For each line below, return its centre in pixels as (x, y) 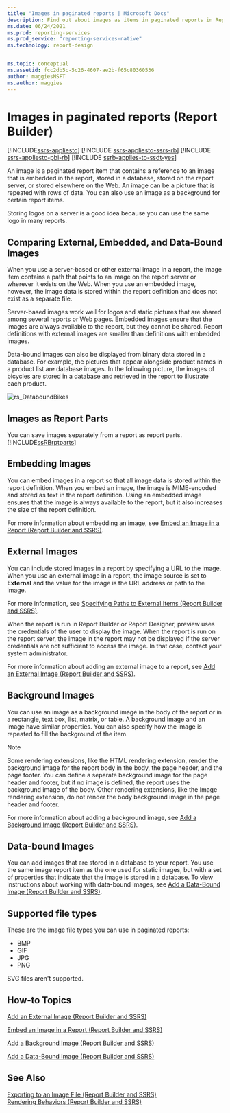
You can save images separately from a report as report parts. (95, 435)
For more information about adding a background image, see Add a (102, 817)
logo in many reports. (37, 221)
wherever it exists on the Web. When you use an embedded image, (102, 284)
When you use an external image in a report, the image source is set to (107, 575)
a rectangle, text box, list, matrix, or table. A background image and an (106, 719)
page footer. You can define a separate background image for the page (107, 775)
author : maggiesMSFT (37, 76)
